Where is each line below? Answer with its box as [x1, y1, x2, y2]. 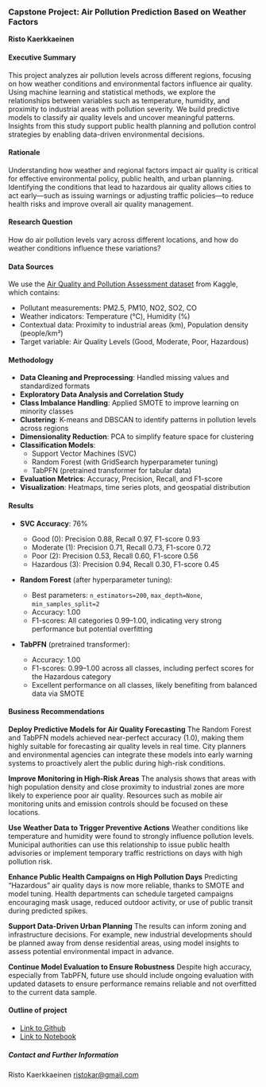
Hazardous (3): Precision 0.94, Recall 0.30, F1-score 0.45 [31, 559, 220, 569]
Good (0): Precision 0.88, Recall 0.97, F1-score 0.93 [31, 534, 201, 543]
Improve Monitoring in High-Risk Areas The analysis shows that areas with [8, 774, 256, 783]
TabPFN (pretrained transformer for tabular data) [31, 466, 192, 476]
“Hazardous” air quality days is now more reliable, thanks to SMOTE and [8, 880, 245, 890]
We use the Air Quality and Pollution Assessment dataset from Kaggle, [8, 279, 238, 289]
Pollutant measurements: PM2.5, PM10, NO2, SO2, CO [19, 303, 197, 313]
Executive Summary [8, 52, 77, 62]
